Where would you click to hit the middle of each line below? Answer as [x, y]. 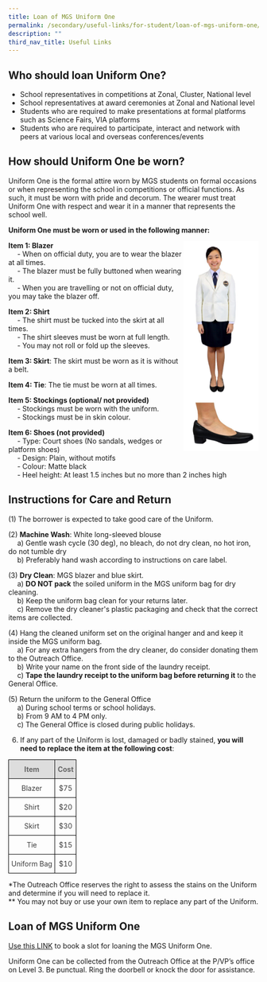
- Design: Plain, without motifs [66, 458]
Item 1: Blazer [31, 245]
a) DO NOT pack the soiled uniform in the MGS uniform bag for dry [126, 583]
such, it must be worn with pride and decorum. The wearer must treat [122, 197]
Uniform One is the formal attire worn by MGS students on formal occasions [132, 181]
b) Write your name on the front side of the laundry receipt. [114, 666]
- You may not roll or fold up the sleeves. [83, 345]
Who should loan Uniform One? [87, 75]
